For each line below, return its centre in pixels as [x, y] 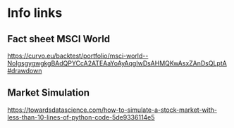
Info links [35, 13]
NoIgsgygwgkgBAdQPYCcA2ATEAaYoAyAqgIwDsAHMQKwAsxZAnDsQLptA [117, 63]
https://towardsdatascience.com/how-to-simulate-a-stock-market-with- [112, 110]
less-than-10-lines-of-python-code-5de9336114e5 [81, 117]
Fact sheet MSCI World [59, 39]
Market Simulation [49, 93]
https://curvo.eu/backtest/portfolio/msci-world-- [78, 56]
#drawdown [25, 71]
